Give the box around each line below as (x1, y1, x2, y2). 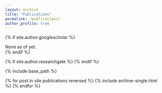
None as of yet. (5, 44, 36, 50)
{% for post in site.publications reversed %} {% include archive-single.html (5, 78, 158, 84)
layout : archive (5, 7, 38, 12)
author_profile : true (5, 21, 50, 26)
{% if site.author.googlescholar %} (5, 34, 75, 40)
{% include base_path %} (5, 68, 57, 74)
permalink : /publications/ (5, 16, 61, 21)
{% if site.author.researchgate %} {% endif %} (5, 59, 99, 64)
